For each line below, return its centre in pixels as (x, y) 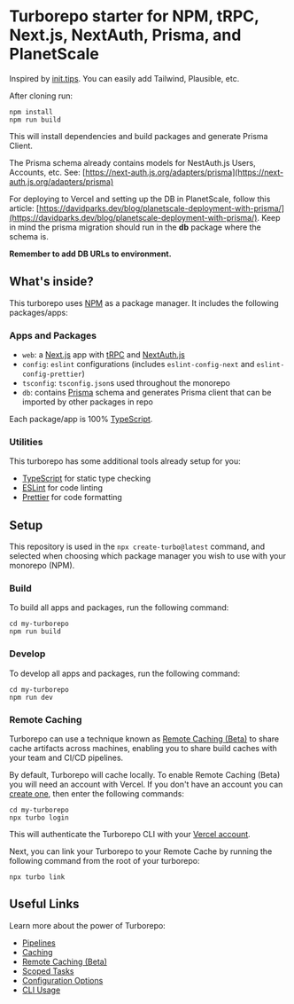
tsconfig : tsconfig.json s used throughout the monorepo (126, 383)
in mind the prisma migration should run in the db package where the (135, 227)
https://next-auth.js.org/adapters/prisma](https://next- (185, 172)
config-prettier (52, 374)
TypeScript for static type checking (86, 478)
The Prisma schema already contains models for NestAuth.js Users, (132, 162)
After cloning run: (41, 96)
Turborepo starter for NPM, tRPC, (134, 16)
